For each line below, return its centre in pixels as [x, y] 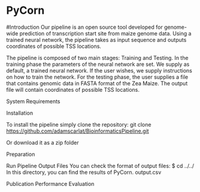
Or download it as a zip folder [43, 142]
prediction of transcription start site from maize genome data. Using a [105, 33]
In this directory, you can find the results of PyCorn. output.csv [84, 172]
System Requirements [33, 101]
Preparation [21, 154]
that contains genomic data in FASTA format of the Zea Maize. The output [97, 83]
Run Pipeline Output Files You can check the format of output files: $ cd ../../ [100, 166]
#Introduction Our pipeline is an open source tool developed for [84, 27]
